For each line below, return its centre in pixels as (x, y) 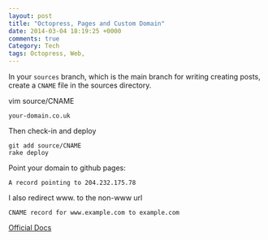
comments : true (34, 39)
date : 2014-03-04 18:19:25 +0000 (65, 31)
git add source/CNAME (45, 146)
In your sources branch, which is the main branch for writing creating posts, (135, 77)
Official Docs (30, 227)
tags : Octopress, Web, (47, 54)
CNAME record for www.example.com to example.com (94, 212)
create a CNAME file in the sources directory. (80, 85)
